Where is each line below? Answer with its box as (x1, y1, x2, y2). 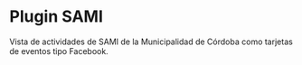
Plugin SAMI (9, 6, 104, 27)
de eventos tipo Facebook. (9, 45, 109, 56)
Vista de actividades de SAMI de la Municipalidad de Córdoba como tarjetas (9, 36, 294, 47)
